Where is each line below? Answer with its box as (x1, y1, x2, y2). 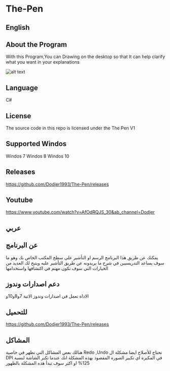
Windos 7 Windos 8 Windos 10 (6, 153, 70, 159)
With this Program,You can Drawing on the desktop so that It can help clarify (6, 54, 165, 60)
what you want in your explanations (6, 59, 80, 65)
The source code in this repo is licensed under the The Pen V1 (6, 125, 136, 131)
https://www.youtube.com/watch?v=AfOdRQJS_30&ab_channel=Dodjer (6, 209, 155, 215)
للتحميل (6, 308, 27, 316)
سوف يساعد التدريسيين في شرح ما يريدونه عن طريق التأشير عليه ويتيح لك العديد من (6, 260, 164, 266)
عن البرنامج (6, 241, 38, 250)
